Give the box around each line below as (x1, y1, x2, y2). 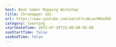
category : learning (5, 21, 45, 26)
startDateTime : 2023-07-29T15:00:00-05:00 (5, 25, 94, 30)
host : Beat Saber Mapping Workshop (5, 7, 78, 12)
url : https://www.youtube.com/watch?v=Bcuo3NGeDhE (5, 16, 112, 21)
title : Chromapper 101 (5, 12, 52, 17)
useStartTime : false (5, 30, 48, 35)
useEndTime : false (5, 35, 43, 40)
